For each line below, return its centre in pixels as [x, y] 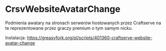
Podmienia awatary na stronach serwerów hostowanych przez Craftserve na [83, 23]
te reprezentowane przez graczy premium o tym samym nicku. [69, 28]
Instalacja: [16, 38]
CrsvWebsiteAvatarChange [63, 9]
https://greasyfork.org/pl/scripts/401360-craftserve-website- [90, 38]
